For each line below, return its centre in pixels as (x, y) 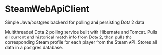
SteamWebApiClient (47, 9)
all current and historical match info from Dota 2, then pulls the (69, 37)
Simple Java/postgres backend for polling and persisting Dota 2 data (75, 22)
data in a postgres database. (34, 47)
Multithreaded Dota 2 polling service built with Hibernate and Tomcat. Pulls (81, 32)
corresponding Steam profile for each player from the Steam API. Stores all (81, 42)
